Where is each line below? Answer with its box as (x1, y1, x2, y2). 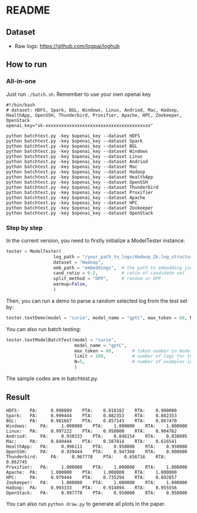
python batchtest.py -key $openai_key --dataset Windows (6, 148, 148, 154)
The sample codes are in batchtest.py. (6, 375, 98, 382)
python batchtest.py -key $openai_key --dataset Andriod (6, 158, 148, 165)
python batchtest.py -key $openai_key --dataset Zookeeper (6, 205, 154, 211)
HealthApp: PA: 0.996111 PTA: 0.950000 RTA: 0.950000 (6, 444, 188, 449)
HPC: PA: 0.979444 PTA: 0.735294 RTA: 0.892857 (6, 474, 177, 480)
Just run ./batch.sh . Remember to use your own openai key (6, 91, 151, 98)
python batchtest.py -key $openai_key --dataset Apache (6, 195, 145, 201)
